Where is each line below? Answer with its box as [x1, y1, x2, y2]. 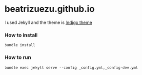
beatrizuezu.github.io [4, 3, 95, 15]
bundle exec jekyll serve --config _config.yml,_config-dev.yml [4, 65, 138, 70]
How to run [4, 54, 31, 61]
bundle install [4, 43, 36, 48]
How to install [4, 32, 38, 38]
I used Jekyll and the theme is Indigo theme [4, 19, 92, 25]
